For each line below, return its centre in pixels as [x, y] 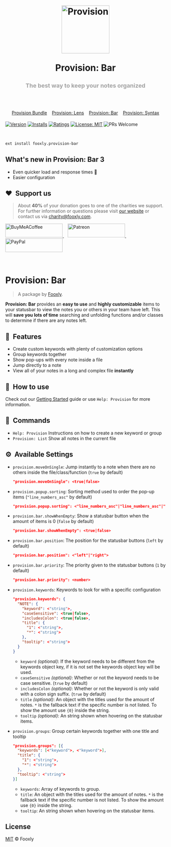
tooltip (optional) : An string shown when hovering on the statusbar [91, 715]
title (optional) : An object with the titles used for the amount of [87, 699]
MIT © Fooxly [20, 839]
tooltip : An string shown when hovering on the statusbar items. [88, 811]
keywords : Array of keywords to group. [60, 789]
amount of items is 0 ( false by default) [53, 522]
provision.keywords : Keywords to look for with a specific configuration [87, 590]
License [18, 827]
